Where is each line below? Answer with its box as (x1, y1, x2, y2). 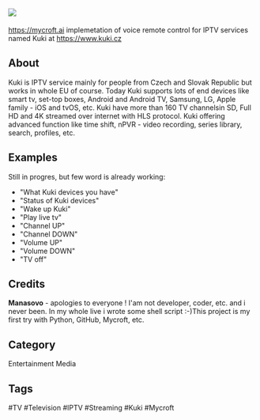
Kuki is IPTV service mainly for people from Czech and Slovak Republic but (8, 78, 253, 87)
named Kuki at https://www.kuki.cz (8, 33, 122, 43)
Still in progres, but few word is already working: (8, 172, 166, 181)
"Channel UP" (19, 221, 66, 230)
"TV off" (19, 254, 47, 264)
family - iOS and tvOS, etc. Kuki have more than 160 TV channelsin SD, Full (8, 103, 251, 112)
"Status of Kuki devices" (19, 195, 100, 205)
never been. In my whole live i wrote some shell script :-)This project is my (8, 307, 251, 316)
